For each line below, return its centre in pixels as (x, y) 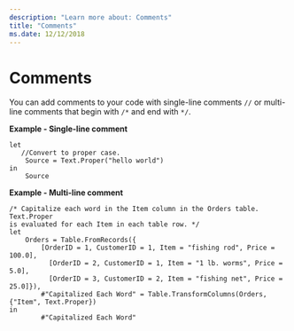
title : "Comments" (43, 26)
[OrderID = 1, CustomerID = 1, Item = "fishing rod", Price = (158, 248)
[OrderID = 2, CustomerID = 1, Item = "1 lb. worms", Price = (166, 264)
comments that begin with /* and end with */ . (108, 112)
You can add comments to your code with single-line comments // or (136, 102)
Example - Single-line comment (69, 129)
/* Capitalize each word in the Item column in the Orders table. (134, 209)
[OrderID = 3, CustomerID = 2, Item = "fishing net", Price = (166, 279)
